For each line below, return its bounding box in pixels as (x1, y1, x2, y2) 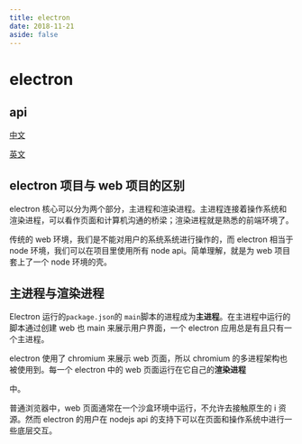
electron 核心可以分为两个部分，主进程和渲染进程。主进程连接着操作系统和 (9, 204, 287, 215)
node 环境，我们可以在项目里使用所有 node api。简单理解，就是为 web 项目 (9, 245, 291, 256)
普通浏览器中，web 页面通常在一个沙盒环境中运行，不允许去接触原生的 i (9, 402, 277, 413)
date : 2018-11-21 (9, 22, 75, 31)
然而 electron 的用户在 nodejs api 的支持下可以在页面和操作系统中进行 (24, 414, 285, 424)
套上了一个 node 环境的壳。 (9, 256, 113, 267)
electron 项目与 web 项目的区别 (9, 178, 185, 193)
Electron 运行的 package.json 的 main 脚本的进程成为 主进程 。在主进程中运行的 (9, 311, 291, 321)
